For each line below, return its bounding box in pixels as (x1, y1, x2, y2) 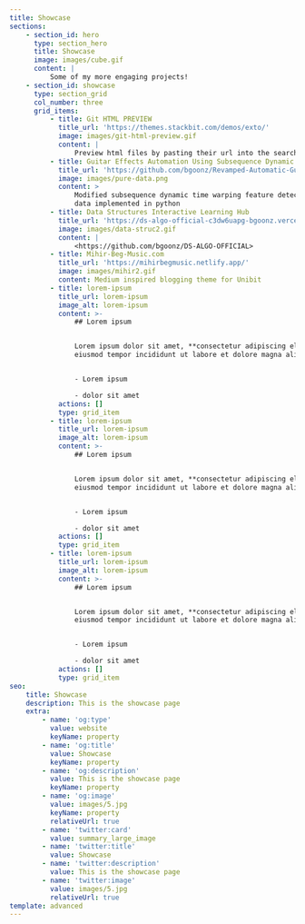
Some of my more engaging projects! (49, 73, 189, 82)
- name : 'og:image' (42, 791, 116, 800)
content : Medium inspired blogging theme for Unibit (57, 275, 261, 284)
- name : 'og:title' (42, 740, 116, 750)
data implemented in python (74, 199, 181, 209)
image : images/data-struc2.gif (57, 224, 177, 233)
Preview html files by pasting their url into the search (74, 148, 299, 157)
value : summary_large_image (49, 833, 156, 843)
